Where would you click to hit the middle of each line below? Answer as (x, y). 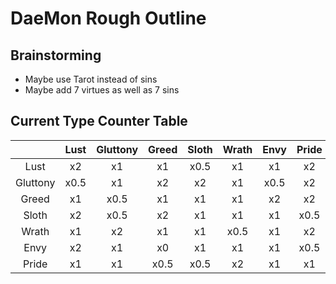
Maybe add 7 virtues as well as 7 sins (102, 90)
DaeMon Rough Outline (108, 18)
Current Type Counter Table (99, 121)
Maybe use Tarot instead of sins (91, 79)
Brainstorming (56, 55)
